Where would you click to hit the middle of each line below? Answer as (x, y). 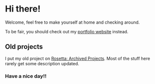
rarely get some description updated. (42, 63)
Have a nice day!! (26, 76)
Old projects (24, 47)
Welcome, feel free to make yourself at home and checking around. (72, 22)
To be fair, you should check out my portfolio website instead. (67, 31)
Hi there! (23, 9)
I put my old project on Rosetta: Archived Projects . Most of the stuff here (78, 58)
